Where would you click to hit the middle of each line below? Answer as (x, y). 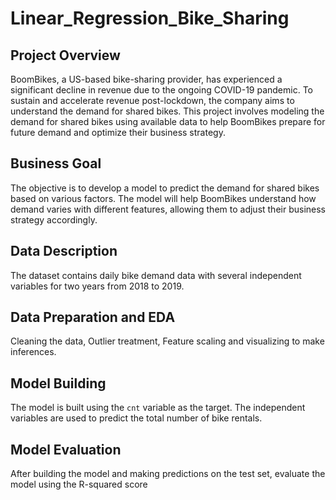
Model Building (58, 383)
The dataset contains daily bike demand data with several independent (156, 275)
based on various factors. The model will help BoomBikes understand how (163, 198)
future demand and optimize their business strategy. (118, 132)
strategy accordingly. (54, 219)
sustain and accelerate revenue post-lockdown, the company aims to (152, 100)
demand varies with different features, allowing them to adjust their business (168, 209)
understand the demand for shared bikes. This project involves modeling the (167, 111)
